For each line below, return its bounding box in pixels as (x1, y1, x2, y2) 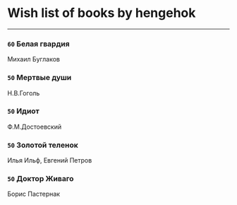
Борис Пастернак (7, 189, 61, 199)
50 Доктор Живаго (7, 174, 74, 184)
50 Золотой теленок (7, 140, 79, 150)
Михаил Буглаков (7, 55, 60, 64)
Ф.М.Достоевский (7, 122, 62, 131)
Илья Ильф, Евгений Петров (7, 156, 92, 165)
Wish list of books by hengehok (7, 5, 196, 21)
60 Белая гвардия (7, 39, 70, 49)
